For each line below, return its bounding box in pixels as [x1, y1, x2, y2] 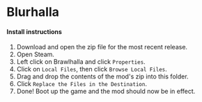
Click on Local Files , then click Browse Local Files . [16, 65, 168, 74]
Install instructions [6, 27, 62, 35]
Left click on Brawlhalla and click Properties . [16, 58, 146, 66]
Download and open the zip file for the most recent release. [16, 43, 188, 51]
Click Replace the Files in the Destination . [16, 80, 148, 88]
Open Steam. [16, 50, 55, 59]
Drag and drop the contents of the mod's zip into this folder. [16, 72, 189, 80]
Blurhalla [6, 4, 60, 20]
